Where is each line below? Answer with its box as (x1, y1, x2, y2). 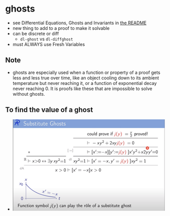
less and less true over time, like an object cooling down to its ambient (12, 74, 159, 81)
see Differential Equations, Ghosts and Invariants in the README (12, 20, 147, 26)
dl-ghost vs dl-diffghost (20, 36, 73, 42)
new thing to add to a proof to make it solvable (12, 25, 110, 31)
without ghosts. (12, 91, 46, 97)
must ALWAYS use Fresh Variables (12, 41, 85, 47)
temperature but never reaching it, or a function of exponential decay (12, 80, 157, 86)
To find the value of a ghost (5, 106, 93, 114)
